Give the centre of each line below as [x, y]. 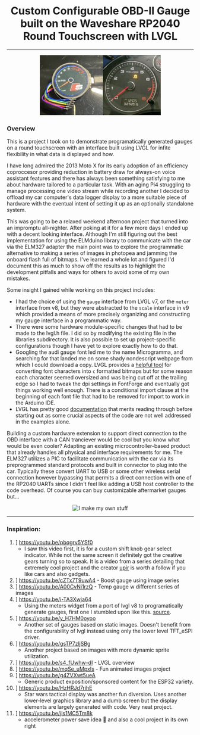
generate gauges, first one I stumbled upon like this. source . [98, 612]
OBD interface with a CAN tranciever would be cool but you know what [93, 440]
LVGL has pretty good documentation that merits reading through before [104, 409]
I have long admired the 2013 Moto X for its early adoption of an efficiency [98, 166]
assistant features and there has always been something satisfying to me [96, 178]
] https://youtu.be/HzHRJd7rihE [54, 688]
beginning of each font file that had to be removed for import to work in [102, 397]
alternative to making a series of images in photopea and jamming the [92, 253]
